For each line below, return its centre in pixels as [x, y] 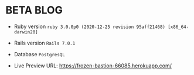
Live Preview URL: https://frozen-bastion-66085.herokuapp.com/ [93, 66]
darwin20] [26, 32]
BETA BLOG [34, 10]
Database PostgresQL [39, 54]
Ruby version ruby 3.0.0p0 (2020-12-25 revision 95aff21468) [89, 26]
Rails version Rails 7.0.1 [45, 43]
